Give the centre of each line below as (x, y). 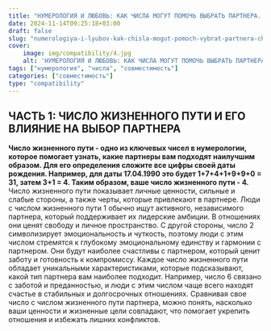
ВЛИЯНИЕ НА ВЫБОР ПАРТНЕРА (95, 129)
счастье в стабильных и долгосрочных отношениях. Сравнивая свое (128, 294)
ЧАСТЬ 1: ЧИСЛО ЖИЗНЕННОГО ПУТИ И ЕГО (127, 116)
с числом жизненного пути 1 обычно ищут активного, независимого (126, 208)
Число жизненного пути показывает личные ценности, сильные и (122, 191)
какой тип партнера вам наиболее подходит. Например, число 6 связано (135, 277)
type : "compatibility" (46, 83)
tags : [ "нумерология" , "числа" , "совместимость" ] (94, 69)
